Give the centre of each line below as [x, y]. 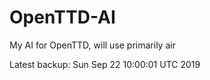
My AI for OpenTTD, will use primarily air [92, 45]
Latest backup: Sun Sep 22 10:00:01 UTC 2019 [105, 64]
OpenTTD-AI [62, 17]
